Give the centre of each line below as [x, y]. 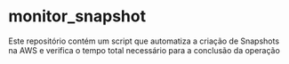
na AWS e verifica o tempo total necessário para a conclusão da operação [144, 50]
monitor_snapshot [77, 16]
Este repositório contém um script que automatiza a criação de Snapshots [144, 41]
